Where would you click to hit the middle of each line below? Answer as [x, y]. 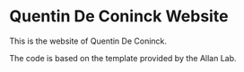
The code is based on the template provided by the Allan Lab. [123, 58]
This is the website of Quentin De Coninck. [88, 41]
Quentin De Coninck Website [119, 16]
